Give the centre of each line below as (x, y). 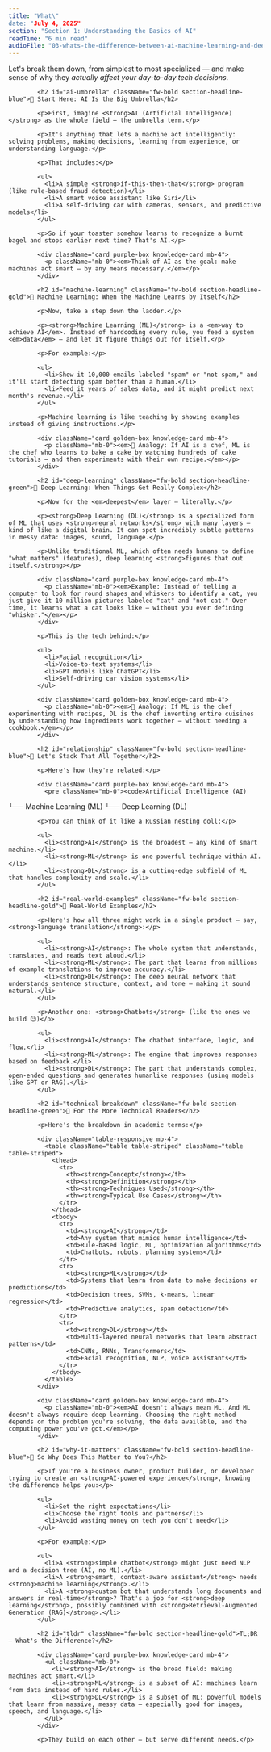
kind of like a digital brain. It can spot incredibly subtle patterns (131, 530)
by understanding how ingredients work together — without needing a (128, 721)
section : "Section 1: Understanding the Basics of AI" (102, 31)
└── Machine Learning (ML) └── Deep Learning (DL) (98, 807)
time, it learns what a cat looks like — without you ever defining (126, 608)
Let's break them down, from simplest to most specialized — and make (126, 69)
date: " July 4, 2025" (45, 23)
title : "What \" (34, 16)
